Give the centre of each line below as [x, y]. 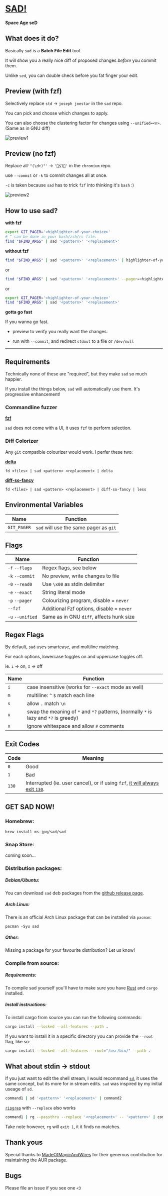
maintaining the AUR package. [36, 1160]
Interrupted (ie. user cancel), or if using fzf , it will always [92, 783]
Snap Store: [20, 844]
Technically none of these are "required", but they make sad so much [76, 374]
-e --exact [20, 593]
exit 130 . [35, 789]
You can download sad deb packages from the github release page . [74, 893]
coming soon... [20, 855]
